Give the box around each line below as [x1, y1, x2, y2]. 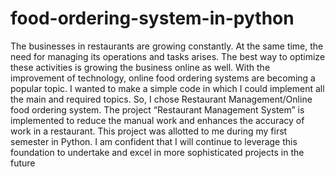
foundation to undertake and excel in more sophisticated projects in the [10, 146, 305, 158]
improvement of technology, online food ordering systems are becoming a [10, 72, 316, 84]
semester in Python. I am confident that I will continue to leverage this [10, 135, 298, 147]
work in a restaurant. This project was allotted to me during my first [10, 125, 288, 137]
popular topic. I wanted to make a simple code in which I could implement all [10, 82, 325, 94]
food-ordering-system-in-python [10, 7, 295, 30]
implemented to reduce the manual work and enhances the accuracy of [10, 114, 305, 126]
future [10, 157, 36, 169]
